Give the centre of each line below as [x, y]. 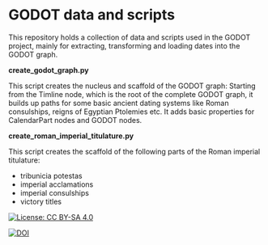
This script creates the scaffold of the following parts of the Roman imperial [134, 151]
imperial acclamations [57, 184]
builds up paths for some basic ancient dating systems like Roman [119, 103]
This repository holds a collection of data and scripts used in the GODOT [130, 37]
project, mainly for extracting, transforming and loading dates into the [124, 45]
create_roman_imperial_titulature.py [71, 136]
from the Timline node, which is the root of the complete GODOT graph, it [131, 94]
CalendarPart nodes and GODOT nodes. [75, 120]
